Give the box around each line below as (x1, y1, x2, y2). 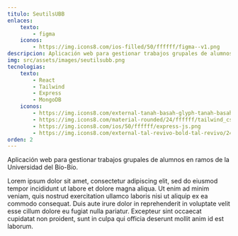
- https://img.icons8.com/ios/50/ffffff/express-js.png (33, 122, 201, 130)
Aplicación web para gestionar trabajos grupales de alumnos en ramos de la (7, 156, 230, 164)
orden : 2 (7, 136, 33, 143)
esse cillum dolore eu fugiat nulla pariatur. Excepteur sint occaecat (7, 207, 202, 215)
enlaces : (7, 17, 33, 24)
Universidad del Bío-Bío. (7, 163, 79, 171)
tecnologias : (7, 63, 46, 70)
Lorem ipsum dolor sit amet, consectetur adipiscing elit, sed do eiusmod (7, 177, 218, 186)
